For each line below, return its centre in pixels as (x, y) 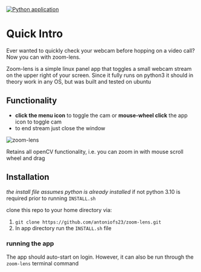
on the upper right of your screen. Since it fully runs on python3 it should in (100, 75)
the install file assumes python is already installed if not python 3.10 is (94, 191)
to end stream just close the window (60, 128)
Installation (28, 177)
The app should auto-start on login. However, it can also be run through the (100, 257)
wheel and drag (26, 158)
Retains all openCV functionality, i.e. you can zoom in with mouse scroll (95, 151)
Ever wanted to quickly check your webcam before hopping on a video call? (101, 50)
